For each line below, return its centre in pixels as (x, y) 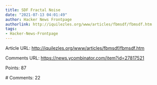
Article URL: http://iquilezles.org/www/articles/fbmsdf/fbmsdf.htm (75, 48)
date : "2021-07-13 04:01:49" (36, 15)
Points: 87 (16, 68)
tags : (11, 29)
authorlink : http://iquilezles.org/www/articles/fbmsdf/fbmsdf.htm (79, 24)
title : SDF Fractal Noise (33, 10)
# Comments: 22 (23, 78)
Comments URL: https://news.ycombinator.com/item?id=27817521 (75, 58)
